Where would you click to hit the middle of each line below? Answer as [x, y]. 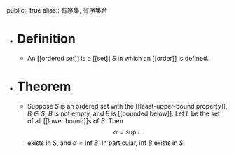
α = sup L [127, 132]
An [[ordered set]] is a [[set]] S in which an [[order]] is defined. [118, 58]
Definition [46, 39]
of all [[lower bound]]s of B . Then [75, 120]
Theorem [44, 87]
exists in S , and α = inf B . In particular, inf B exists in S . [106, 143]
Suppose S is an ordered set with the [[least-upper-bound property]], [127, 106]
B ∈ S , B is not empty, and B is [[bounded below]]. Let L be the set [123, 113]
